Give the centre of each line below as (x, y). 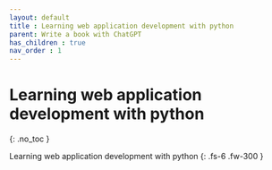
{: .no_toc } (30, 139)
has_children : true (48, 42)
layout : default (39, 17)
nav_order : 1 (36, 51)
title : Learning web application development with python (122, 26)
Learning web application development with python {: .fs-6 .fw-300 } (136, 157)
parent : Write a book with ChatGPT (76, 34)
